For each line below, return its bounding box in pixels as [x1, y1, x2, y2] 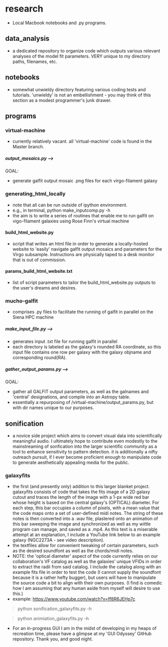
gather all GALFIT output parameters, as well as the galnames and [12, 389, 149, 395]
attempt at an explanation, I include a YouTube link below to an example [12, 532, 160, 538]
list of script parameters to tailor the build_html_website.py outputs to [12, 279, 156, 285]
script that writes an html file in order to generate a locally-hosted [12, 241, 148, 247]
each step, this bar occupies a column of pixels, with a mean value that [12, 505, 159, 511]
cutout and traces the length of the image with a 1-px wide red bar [12, 494, 149, 500]
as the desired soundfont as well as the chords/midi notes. [12, 548, 134, 554]
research [5, 3, 44, 15]
